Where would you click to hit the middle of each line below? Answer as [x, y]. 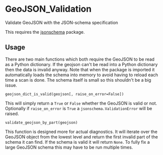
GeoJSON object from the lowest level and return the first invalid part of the [81, 137]
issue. [11, 85]
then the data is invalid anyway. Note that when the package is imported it [80, 69]
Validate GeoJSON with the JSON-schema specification [62, 22]
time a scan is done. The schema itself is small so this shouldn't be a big [78, 80]
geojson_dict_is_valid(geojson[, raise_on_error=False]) [65, 94]
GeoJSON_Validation [48, 9]
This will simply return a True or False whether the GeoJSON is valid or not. [81, 103]
